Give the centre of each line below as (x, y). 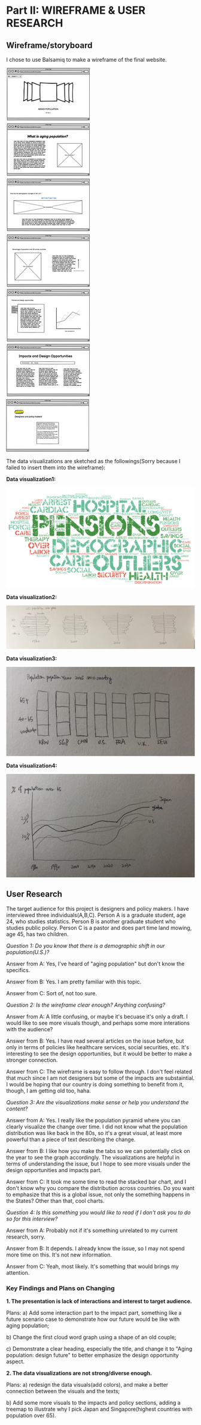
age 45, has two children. (37, 934)
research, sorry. (26, 1237)
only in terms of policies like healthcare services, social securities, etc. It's (98, 1047)
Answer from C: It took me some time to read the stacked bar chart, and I (96, 1182)
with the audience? (30, 1029)
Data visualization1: (31, 479)
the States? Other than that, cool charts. (55, 1201)
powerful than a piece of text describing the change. (71, 1139)
